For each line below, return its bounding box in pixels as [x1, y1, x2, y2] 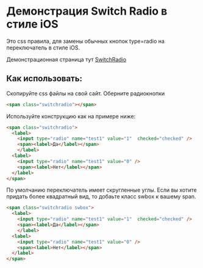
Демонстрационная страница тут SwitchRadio [6, 56, 127, 63]
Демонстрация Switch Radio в [6, 4, 168, 18]
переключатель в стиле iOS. [6, 44, 80, 51]
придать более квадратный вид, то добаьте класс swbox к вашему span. [6, 193, 196, 200]
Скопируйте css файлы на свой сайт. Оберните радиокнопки [6, 90, 165, 97]
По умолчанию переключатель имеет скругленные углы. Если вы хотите [6, 186, 197, 194]
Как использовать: [6, 73, 83, 84]
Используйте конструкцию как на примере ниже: [6, 112, 136, 120]
